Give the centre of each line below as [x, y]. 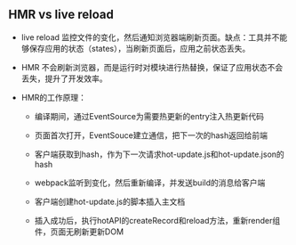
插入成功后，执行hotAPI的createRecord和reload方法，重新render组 [157, 220]
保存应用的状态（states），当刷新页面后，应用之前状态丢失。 [140, 48]
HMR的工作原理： [53, 97]
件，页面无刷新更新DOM [79, 232]
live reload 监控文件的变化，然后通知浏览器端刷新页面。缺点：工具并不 [150, 37]
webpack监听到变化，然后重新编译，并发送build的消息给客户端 [150, 183]
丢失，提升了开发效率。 [64, 78]
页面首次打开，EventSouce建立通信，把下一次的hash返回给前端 [151, 135]
